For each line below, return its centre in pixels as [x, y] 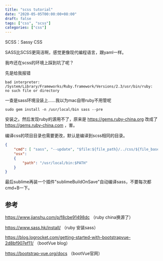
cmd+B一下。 [19, 188]
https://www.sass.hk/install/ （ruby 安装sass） [52, 228]
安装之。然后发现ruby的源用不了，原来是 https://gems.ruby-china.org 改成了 [81, 119]
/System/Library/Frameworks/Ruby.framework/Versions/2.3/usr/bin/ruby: [79, 87]
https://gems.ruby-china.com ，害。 [41, 125]
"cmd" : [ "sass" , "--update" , [44, 149]
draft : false [18, 18]
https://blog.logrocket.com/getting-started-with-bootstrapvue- [68, 237]
